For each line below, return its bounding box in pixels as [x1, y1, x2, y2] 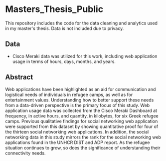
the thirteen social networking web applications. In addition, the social [5, 128, 149, 134]
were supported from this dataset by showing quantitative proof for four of [5, 123, 159, 129]
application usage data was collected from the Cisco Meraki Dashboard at [5, 107, 158, 113]
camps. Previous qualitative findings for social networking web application [5, 118, 158, 124]
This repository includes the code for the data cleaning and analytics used [5, 20, 158, 26]
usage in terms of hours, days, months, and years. [12, 58, 116, 64]
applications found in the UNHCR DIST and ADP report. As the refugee [5, 139, 150, 145]
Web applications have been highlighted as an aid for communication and [5, 86, 156, 92]
